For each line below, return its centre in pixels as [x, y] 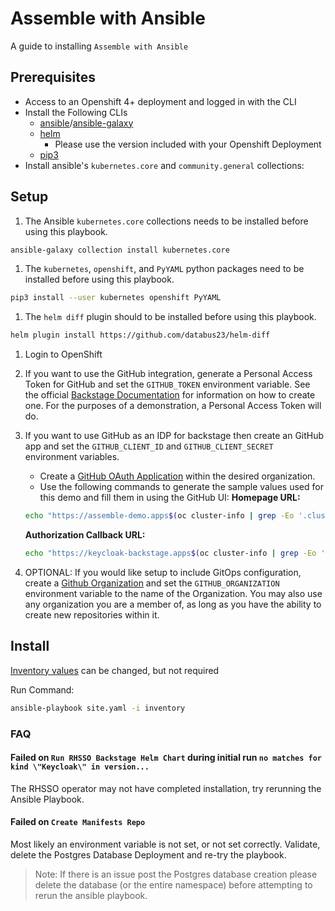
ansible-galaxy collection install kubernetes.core [120, 250]
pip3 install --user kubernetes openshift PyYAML [116, 298]
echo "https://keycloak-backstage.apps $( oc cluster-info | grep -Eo [170, 553]
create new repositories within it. [92, 614]
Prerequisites [53, 77]
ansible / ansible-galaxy [86, 123]
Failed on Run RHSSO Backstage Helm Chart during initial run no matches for [166, 758]
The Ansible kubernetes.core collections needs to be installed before [166, 221]
